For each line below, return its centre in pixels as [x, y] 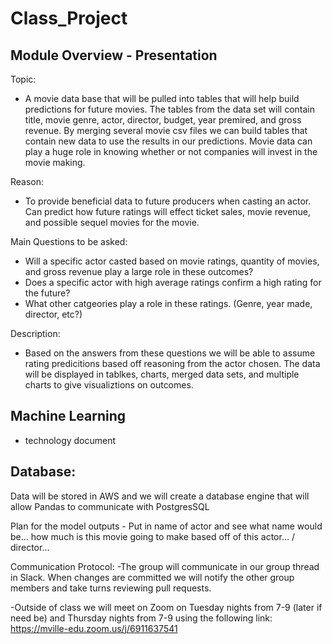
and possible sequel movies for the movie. [112, 222]
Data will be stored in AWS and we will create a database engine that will [160, 496]
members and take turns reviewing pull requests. [111, 588]
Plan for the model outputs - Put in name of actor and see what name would [166, 526]
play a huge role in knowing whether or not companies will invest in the [171, 151]
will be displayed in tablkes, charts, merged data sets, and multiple [162, 374]
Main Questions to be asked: [69, 241]
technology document [70, 440]
